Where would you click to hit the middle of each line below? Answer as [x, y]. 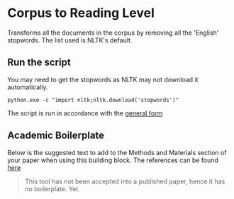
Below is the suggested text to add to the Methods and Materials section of [117, 152]
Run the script [39, 63]
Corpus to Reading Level [81, 13]
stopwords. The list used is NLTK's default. [70, 40]
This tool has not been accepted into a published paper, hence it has [125, 181]
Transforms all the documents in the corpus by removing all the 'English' [113, 33]
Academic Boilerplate [56, 136]
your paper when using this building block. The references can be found [113, 160]
